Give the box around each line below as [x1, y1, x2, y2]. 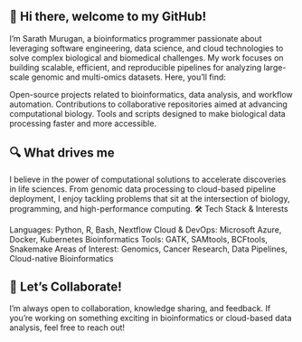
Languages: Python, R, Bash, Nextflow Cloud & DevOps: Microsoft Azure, [9, 223, 282, 235]
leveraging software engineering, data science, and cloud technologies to [9, 43, 284, 53]
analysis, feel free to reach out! [9, 322, 125, 333]
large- [263, 62, 287, 72]
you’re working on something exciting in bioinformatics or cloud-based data [9, 313, 292, 324]
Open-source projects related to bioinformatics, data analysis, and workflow [9, 89, 294, 100]
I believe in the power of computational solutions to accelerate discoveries [9, 174, 287, 185]
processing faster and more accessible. [9, 118, 156, 128]
